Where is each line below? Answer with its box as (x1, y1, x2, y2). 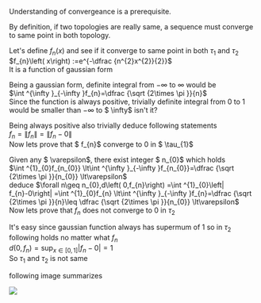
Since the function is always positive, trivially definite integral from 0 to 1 (9, 97, 245, 106)
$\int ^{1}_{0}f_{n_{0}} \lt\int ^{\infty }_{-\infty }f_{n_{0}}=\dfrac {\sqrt (9, 163, 235, 173)
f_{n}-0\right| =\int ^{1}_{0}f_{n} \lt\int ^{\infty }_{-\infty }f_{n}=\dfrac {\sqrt (9, 188, 252, 198)
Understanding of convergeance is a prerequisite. (9, 7, 171, 16)
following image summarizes (9, 270, 102, 280)
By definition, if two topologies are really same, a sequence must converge (9, 22, 254, 31)
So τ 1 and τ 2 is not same (9, 253, 88, 265)
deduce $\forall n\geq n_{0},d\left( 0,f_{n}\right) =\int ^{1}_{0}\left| (9, 180, 225, 190)
